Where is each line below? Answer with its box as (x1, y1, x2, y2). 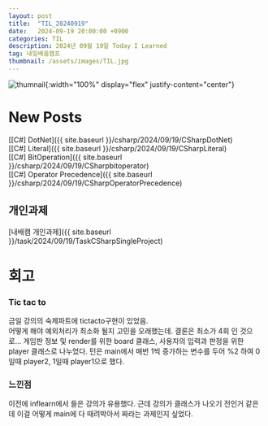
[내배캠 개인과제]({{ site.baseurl (8, 227, 111, 237)
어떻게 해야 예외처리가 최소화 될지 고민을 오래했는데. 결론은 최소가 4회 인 (8, 326, 238, 336)
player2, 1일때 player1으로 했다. (23, 357, 125, 367)
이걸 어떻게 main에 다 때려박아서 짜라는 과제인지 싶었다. (16, 409, 193, 419)
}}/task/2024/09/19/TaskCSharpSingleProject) (8, 236, 164, 246)
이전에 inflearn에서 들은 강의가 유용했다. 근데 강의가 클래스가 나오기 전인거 (8, 399, 244, 409)
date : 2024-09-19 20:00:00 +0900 (8, 27, 129, 35)
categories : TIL (8, 34, 63, 43)
